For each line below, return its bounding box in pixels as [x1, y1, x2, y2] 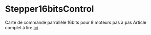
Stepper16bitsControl [5, 3, 94, 15]
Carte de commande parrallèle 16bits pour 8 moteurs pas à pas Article [5, 19, 147, 25]
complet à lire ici [5, 24, 38, 30]
